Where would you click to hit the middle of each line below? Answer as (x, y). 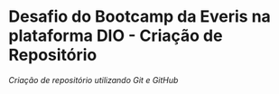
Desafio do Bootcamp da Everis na (140, 17)
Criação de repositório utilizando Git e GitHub (93, 80)
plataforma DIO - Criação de (116, 36)
